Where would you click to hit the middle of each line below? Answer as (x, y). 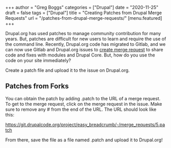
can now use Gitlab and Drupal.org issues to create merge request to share (84, 50)
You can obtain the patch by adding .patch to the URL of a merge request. (83, 98)
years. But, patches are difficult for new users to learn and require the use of (86, 39)
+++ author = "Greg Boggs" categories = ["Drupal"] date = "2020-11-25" (82, 7)
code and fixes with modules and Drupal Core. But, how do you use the (80, 55)
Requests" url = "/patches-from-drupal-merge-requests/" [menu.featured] (84, 18)
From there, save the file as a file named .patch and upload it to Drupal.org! (84, 140)
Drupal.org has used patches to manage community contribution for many (83, 33)
